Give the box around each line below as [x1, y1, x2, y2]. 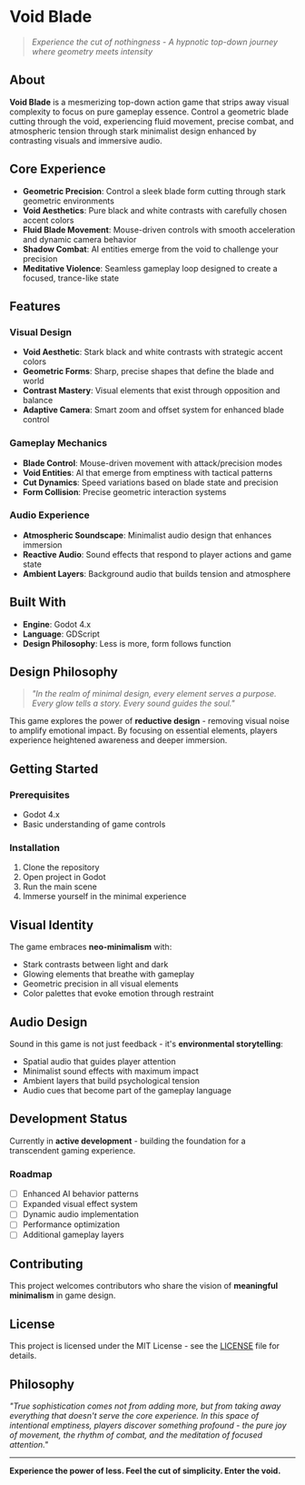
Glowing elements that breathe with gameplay [22, 969, 195, 980]
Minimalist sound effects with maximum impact [22, 1065, 199, 1077]
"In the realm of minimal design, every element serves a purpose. [31, 688, 277, 699]
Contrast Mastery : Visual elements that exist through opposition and [22, 385, 280, 396]
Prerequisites [9, 788, 70, 801]
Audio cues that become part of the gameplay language [22, 1085, 231, 1096]
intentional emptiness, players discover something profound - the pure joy [9, 1420, 288, 1431]
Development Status [9, 1111, 128, 1127]
